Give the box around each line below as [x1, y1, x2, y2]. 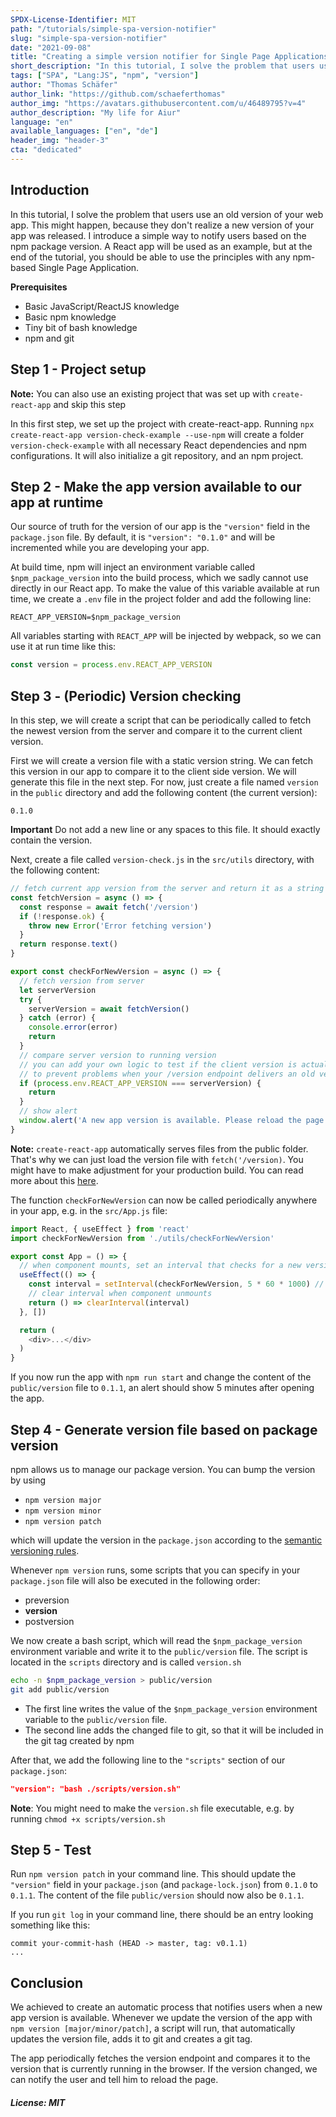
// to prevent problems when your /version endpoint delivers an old [19, 1069, 315, 1079]
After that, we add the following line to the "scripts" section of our [10, 1754, 286, 1766]
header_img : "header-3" [10, 136, 110, 146]
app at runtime [10, 494, 104, 511]
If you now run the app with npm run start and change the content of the [10, 1371, 312, 1383]
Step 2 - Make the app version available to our [10, 478, 302, 495]
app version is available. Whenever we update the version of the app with [10, 2012, 313, 2024]
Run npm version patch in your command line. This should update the [10, 1868, 297, 1880]
